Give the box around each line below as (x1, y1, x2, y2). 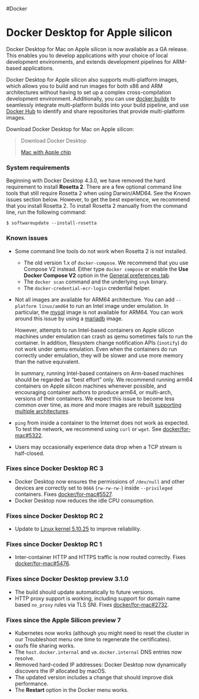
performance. (14, 680, 49, 687)
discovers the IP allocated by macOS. (14, 667, 107, 675)
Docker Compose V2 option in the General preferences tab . (23, 272, 170, 279)
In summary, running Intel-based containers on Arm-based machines (14, 369, 184, 377)
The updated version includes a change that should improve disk (14, 674, 173, 681)
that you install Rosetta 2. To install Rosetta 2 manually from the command (6, 202, 188, 210)
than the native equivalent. (14, 358, 80, 365)
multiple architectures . (14, 407, 70, 414)
